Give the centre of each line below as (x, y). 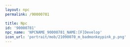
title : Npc (16, 23)
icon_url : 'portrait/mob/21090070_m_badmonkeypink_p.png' (66, 37)
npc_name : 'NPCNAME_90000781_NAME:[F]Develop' (54, 33)
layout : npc (17, 10)
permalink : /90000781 (27, 14)
